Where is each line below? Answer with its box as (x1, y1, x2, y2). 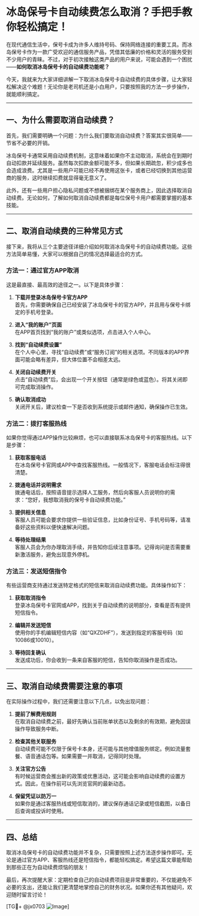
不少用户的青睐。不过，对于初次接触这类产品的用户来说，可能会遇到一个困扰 (6, 56, 193, 63)
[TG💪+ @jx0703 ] (6, 903, 70, 910)
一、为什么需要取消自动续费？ (6, 115, 115, 125)
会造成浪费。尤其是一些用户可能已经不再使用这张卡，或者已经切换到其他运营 (6, 166, 193, 173)
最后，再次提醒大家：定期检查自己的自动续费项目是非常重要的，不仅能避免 (6, 876, 187, 883)
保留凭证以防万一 (14, 793, 57, 800)
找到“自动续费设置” (14, 341, 62, 348)
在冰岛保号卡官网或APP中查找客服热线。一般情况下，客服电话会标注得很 (14, 461, 191, 468)
